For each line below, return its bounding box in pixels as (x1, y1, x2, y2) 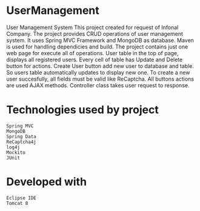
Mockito (6, 149, 26, 155)
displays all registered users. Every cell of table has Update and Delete (6, 56, 183, 63)
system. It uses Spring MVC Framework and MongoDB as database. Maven (6, 36, 194, 44)
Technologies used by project (6, 103, 159, 117)
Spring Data (6, 133, 36, 139)
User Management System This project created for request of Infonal (6, 24, 179, 31)
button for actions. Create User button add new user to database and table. (6, 62, 194, 70)
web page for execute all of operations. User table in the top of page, (6, 49, 179, 56)
